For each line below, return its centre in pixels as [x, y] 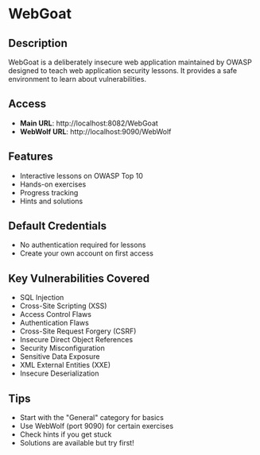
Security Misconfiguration [62, 348]
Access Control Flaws [55, 314]
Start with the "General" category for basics [92, 418]
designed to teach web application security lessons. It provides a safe [123, 71]
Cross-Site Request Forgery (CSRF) [78, 331]
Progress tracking [49, 192]
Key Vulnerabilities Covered [79, 278]
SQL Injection [42, 298]
